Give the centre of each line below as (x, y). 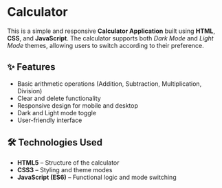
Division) (30, 91)
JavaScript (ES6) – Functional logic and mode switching (97, 177)
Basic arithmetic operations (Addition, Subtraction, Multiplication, (109, 84)
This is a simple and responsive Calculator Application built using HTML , (111, 31)
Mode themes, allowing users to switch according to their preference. (106, 45)
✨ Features (31, 67)
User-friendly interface (49, 120)
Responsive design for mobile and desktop (78, 105)
